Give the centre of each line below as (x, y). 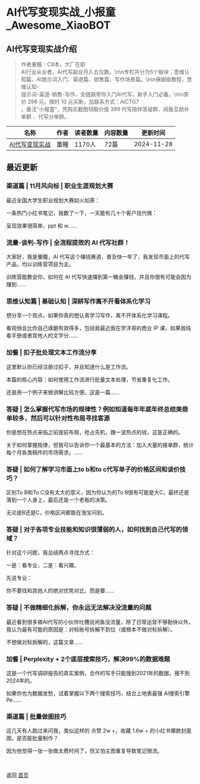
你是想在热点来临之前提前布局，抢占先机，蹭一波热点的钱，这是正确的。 (95, 432)
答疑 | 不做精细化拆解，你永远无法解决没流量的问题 (79, 608)
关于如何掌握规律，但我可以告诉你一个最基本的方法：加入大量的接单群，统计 (100, 445)
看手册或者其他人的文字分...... (42, 336)
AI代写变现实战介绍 (42, 49)
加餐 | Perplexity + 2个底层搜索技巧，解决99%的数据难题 (88, 659)
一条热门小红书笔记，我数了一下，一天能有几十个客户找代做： (82, 213)
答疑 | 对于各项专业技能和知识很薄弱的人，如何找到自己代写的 (94, 529)
